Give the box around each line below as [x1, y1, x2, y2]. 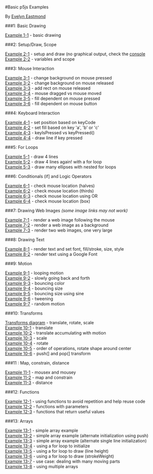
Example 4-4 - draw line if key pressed [5, 135, 83, 141]
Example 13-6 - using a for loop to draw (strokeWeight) [5, 453, 114, 459]
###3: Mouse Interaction [5, 65, 55, 71]
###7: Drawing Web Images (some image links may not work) [5, 208, 128, 213]
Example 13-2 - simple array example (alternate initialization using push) [5, 433, 149, 438]
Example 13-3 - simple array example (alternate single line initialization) [5, 438, 147, 443]
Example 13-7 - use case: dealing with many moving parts [5, 458, 120, 464]
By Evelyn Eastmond [5, 14, 46, 19]
